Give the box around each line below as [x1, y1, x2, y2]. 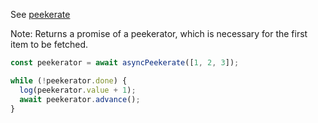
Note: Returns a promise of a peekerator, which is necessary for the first [10, 28, 308, 39]
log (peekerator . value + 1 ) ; [19, 85, 137, 95]
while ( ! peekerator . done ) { [10, 75, 128, 86]
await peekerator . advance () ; [19, 94, 141, 104]
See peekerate [10, 9, 71, 20]
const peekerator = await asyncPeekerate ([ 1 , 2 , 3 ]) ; [10, 58, 240, 68]
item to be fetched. [10, 39, 89, 50]
